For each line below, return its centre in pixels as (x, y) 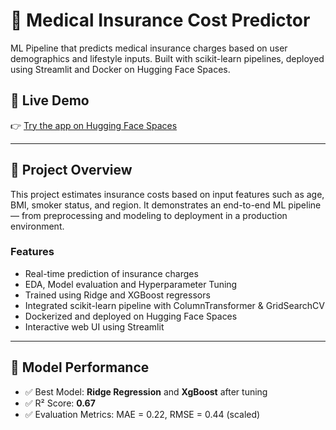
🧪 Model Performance (80, 367)
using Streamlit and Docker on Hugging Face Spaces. (120, 69)
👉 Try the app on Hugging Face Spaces (94, 125)
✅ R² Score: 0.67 (60, 403)
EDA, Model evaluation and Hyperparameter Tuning (131, 284)
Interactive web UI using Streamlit (94, 326)
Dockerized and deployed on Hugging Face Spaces (131, 316)
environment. (37, 226)
